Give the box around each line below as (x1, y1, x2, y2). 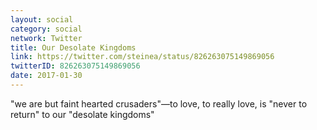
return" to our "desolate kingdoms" (10, 108, 155, 120)
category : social (10, 24, 83, 34)
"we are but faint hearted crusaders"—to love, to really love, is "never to (10, 97, 308, 110)
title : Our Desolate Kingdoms (10, 42, 137, 53)
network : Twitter (10, 33, 83, 43)
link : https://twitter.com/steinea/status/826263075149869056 (10, 52, 275, 62)
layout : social (10, 14, 74, 25)
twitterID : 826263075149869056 (10, 61, 141, 71)
